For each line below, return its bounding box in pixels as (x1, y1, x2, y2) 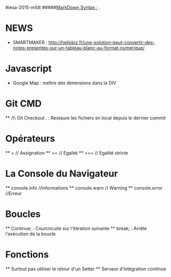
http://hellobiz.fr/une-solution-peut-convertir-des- (48, 39, 155, 45)
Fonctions (5, 249, 49, 260)
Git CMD (5, 98, 42, 109)
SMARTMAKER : (12, 39, 48, 45)
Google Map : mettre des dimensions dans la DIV (12, 80, 117, 86)
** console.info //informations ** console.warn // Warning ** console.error (5, 184, 163, 191)
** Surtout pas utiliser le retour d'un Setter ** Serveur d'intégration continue (5, 266, 166, 272)
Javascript (5, 63, 52, 75)
